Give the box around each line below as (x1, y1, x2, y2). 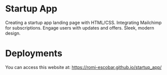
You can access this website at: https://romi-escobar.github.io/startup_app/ (5, 64, 162, 70)
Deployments (5, 48, 63, 59)
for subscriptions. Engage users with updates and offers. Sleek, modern (5, 24, 154, 30)
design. (5, 30, 21, 36)
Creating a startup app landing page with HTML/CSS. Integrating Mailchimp (5, 19, 162, 25)
